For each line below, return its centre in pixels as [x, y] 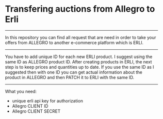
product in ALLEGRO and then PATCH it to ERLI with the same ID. [70, 77]
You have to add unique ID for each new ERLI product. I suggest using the [79, 57]
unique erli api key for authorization [48, 100]
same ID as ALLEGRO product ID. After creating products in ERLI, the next [79, 61]
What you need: [21, 91]
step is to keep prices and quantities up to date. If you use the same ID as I [80, 67]
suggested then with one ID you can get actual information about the [74, 72]
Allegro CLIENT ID [30, 106]
